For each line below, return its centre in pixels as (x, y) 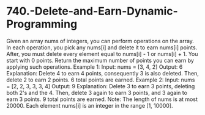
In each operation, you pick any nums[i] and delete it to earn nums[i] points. (102, 47)
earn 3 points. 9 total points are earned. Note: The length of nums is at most (102, 99)
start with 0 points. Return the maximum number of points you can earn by (100, 60)
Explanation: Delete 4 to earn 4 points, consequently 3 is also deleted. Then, (102, 73)
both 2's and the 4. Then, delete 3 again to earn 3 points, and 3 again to (97, 92)
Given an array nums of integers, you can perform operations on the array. (100, 41)
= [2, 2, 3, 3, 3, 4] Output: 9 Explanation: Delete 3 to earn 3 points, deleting (101, 86)
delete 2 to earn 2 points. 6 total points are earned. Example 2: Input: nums (101, 80)
